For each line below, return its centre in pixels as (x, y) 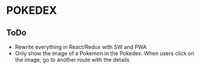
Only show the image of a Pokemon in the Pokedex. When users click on (105, 53)
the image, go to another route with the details (72, 60)
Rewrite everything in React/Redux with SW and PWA (81, 47)
